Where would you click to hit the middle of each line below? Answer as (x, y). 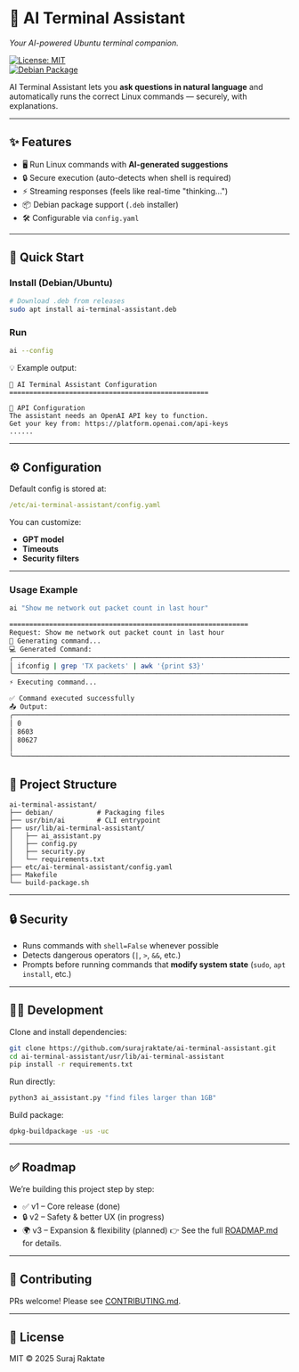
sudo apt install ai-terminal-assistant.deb (93, 310)
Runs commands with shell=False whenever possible (121, 945)
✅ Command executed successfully (72, 699)
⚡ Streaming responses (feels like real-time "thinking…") (125, 191)
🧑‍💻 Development (57, 1011)
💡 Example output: (43, 368)
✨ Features (40, 142)
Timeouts (40, 549)
